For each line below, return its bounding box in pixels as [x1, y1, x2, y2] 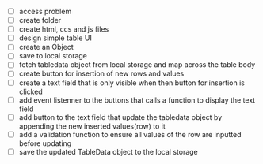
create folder [18, 16, 62, 25]
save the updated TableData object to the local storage [18, 147, 199, 156]
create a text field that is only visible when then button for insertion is [18, 78, 245, 88]
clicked [18, 87, 43, 96]
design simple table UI [18, 33, 92, 43]
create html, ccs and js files [18, 24, 109, 34]
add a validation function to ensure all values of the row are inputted [18, 129, 242, 139]
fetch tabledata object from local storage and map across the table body [18, 60, 256, 69]
